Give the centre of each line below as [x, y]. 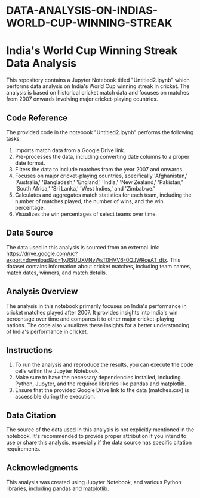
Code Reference [37, 118]
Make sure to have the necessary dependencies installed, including [98, 378]
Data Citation [31, 415]
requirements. [23, 449]
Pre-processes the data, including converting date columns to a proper [102, 156]
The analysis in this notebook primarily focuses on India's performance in [96, 306]
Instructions [29, 350]
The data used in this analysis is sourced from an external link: [83, 247]
